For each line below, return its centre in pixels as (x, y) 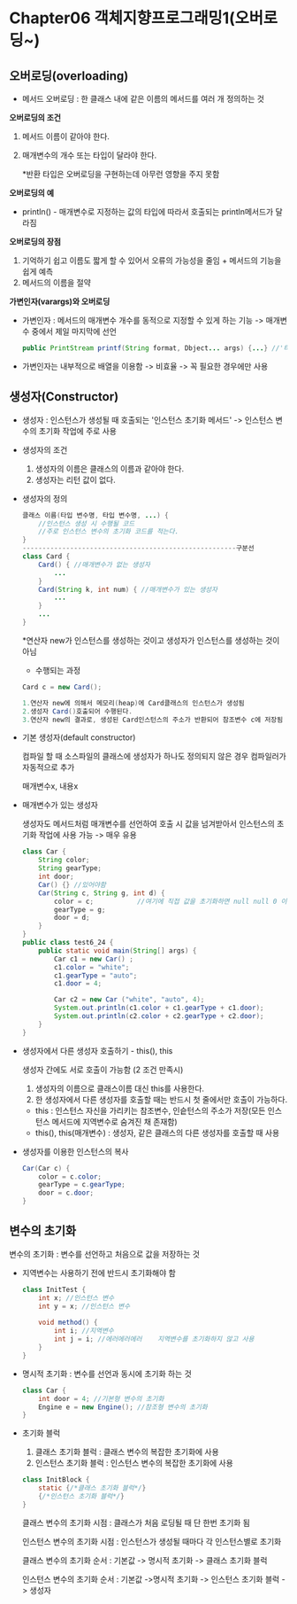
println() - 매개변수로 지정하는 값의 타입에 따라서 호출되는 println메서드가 (148, 212)
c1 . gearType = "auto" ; (96, 976)
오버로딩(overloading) (69, 76)
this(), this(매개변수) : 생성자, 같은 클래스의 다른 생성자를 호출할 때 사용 (157, 1133)
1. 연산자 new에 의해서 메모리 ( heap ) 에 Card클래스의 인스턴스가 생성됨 (133, 703)
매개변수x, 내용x (50, 786)
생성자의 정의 (45, 498)
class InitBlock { (56, 1480)
